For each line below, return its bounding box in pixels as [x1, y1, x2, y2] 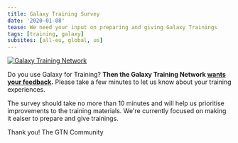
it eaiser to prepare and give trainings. [7, 115, 119, 123]
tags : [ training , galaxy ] [7, 30, 84, 38]
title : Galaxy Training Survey [7, 10, 100, 18]
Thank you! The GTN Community [7, 128, 104, 137]
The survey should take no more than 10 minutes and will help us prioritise [7, 99, 225, 107]
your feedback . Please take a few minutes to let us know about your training [7, 78, 232, 86]
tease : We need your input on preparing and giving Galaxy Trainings [7, 23, 218, 31]
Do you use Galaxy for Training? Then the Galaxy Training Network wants [7, 70, 226, 79]
